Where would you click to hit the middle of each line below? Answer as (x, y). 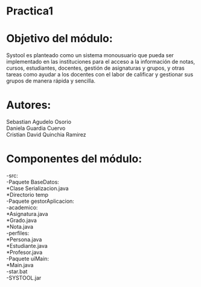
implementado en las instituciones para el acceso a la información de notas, (101, 62)
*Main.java (20, 265)
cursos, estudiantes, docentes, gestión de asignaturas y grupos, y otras (96, 68)
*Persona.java (24, 239)
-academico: (22, 208)
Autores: (29, 105)
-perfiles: (18, 233)
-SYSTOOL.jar (24, 278)
